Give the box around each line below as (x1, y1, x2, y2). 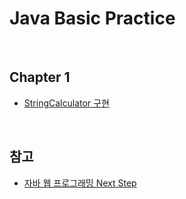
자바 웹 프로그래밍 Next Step (23, 177, 137, 189)
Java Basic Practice (9, 7, 176, 30)
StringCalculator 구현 (23, 97, 110, 109)
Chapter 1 (9, 69, 71, 86)
